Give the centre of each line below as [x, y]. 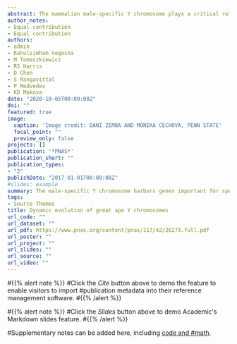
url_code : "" [26, 217]
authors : [20, 40]
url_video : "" [28, 263]
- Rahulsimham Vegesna [41, 54]
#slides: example [33, 184]
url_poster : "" [30, 237]
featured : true [30, 112]
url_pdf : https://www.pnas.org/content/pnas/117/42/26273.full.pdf [109, 230]
